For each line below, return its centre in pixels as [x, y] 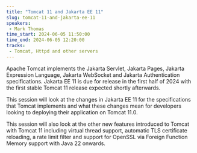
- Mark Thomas [27, 29]
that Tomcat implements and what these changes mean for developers [94, 106]
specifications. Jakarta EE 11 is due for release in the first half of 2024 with [99, 81]
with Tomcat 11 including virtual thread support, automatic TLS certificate [97, 130]
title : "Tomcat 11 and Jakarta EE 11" [55, 12]
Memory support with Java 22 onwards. [56, 143]
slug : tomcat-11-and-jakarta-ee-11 [51, 18]
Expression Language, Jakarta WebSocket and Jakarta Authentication [93, 75]
